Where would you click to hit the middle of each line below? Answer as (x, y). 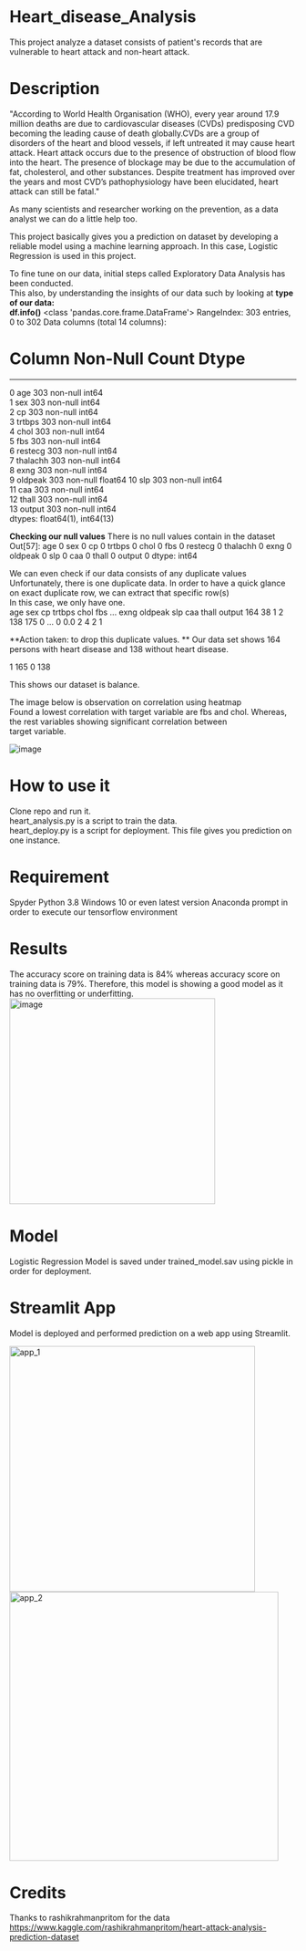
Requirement (59, 877)
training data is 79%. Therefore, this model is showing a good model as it (147, 983)
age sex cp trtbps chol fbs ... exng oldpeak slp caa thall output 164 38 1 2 (147, 612)
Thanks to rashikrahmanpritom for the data (90, 1918)
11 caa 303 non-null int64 (57, 489)
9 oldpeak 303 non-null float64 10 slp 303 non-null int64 (116, 480)
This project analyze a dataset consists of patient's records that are (136, 42)
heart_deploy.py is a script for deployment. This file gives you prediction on (151, 830)
